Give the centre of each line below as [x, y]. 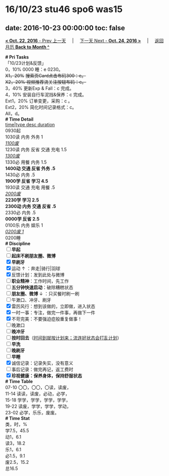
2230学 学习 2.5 [22, 200]
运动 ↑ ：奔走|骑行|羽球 [36, 268]
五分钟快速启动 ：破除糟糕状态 [43, 287]
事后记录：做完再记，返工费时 [43, 369]
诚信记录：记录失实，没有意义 [43, 363]
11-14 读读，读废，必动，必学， [37, 394]
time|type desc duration [30, 124]
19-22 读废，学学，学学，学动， [38, 406]
